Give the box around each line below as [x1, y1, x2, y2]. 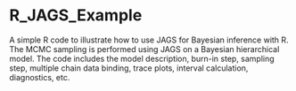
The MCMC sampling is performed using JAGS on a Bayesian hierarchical [9, 43, 280, 54]
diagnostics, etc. [9, 72, 70, 82]
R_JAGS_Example [9, 5, 143, 26]
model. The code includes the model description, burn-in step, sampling [9, 53, 275, 64]
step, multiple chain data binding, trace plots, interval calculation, [9, 63, 249, 73]
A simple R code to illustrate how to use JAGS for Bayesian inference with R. [9, 34, 289, 45]
